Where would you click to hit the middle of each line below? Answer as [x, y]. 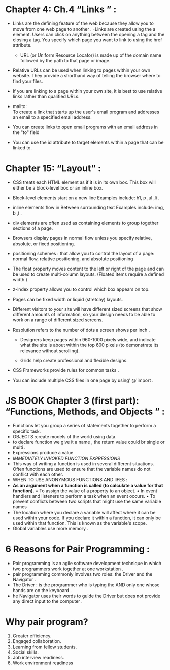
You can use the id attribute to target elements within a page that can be [88, 142]
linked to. [22, 148]
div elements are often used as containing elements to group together [86, 223]
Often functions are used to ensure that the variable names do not [81, 469]
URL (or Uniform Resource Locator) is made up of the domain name [91, 55]
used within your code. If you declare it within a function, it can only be [87, 518]
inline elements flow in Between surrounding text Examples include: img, [88, 207]
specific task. [27, 431]
